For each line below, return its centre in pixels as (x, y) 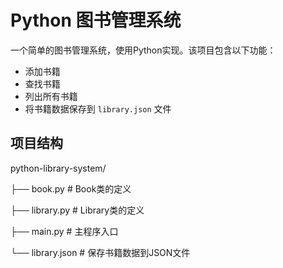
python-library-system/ (58, 168)
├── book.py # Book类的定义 (71, 188)
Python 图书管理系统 (96, 20)
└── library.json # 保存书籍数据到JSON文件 (100, 252)
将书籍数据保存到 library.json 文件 (98, 108)
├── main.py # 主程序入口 (64, 231)
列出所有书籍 (51, 96)
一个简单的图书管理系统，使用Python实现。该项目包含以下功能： (143, 50)
